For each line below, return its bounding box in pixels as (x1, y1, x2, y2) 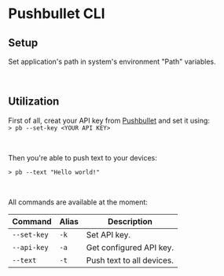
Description (107, 215, 153, 226)
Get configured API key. (86, 241, 174, 252)
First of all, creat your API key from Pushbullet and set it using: (8, 116, 211, 125)
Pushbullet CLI (8, 5, 105, 23)
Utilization (8, 95, 60, 109)
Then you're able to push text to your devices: (8, 153, 157, 162)
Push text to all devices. (86, 255, 174, 266)
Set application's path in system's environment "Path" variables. (8, 57, 216, 66)
